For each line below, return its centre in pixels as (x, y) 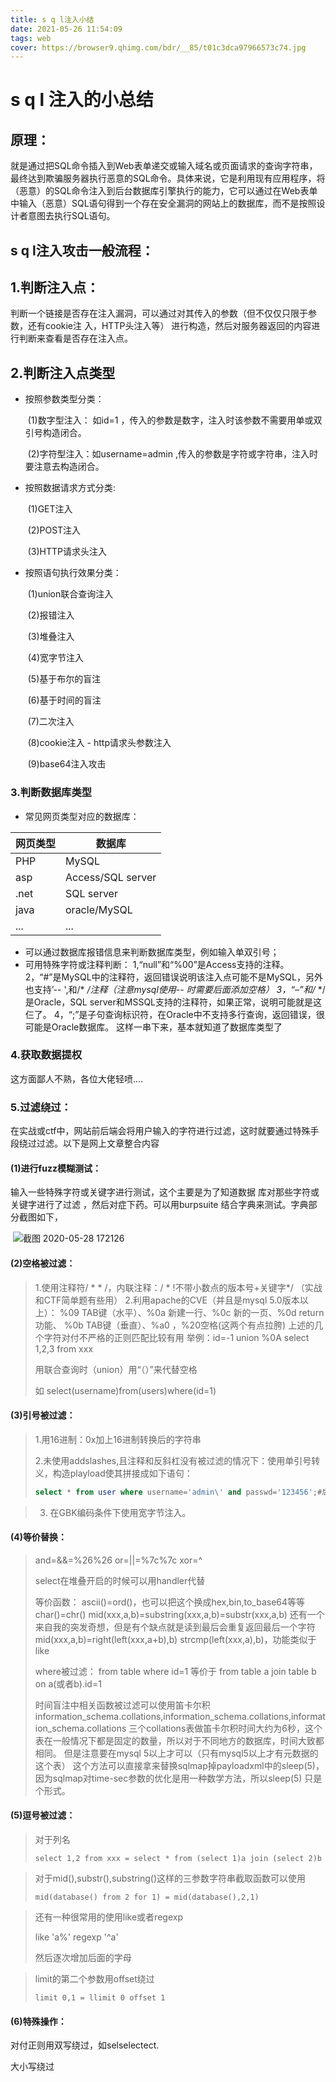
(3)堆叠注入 (51, 637)
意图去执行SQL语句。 (71, 216)
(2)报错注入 (51, 615)
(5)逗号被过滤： (43, 1815)
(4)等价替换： (39, 1537)
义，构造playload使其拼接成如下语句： (113, 1473)
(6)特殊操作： (38, 2021)
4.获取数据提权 (46, 1055)
